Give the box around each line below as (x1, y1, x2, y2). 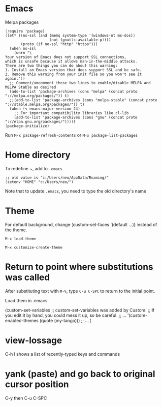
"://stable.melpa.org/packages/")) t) (5, 102, 85, 107)
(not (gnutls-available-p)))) (49, 37, 111, 42)
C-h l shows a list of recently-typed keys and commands (5, 351, 120, 357)
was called (5, 272, 50, 283)
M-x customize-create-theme (5, 245, 63, 250)
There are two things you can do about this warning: (5, 63, 118, 68)
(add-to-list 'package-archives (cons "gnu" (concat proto (14, 115, 138, 120)
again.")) (5, 76, 26, 81)
